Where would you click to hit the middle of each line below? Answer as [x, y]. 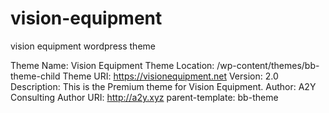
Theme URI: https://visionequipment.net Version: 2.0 [170, 76]
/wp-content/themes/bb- [268, 65]
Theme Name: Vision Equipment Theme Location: [112, 65]
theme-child [35, 76]
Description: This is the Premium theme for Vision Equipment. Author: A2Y [163, 86]
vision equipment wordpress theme [83, 46]
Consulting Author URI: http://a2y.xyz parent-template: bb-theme [144, 97]
